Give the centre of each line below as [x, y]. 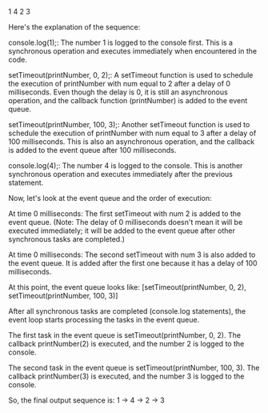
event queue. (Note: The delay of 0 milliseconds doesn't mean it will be [126, 222]
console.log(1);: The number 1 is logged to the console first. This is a [121, 42]
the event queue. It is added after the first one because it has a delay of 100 [133, 263]
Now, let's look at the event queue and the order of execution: [110, 198]
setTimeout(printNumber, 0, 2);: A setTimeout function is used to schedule [131, 75]
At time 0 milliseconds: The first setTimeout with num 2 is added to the [125, 214]
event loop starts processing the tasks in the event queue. [104, 320]
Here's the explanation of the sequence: [74, 27]
